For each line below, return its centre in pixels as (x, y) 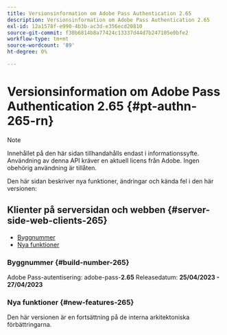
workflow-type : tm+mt (38, 39)
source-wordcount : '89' (41, 45)
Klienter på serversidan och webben (86, 210)
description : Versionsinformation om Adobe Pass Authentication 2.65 (109, 20)
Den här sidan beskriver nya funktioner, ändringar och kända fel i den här (110, 181)
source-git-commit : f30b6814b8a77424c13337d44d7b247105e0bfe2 (98, 33)
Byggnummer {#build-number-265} (68, 262)
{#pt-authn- (162, 106)
